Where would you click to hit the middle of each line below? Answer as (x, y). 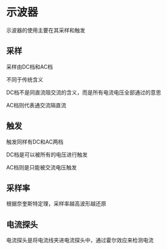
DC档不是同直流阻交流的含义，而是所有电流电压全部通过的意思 (84, 92)
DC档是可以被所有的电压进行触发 (47, 154)
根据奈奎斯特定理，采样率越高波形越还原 (56, 204)
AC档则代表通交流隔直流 (36, 105)
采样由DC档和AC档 (29, 66)
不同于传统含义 (25, 80)
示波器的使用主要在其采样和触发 (46, 30)
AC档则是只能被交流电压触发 (41, 167)
